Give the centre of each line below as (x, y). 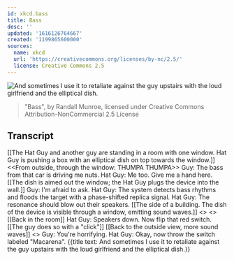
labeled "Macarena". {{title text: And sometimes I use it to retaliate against (114, 242)
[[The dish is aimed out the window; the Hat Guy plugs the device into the (113, 182)
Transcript (30, 136)
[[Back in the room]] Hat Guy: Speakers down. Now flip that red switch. (109, 219)
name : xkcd (29, 53)
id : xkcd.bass (28, 14)
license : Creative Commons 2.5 (59, 66)
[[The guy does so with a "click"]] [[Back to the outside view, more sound (113, 227)
